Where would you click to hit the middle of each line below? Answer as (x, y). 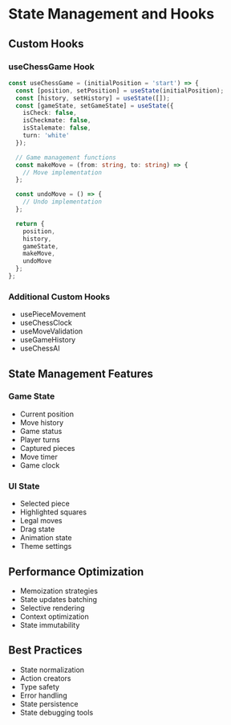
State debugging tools (57, 712)
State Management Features (81, 373)
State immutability (50, 625)
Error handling (43, 695)
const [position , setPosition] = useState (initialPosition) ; (120, 90)
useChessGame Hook (51, 67)
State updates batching (59, 599)
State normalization (52, 670)
